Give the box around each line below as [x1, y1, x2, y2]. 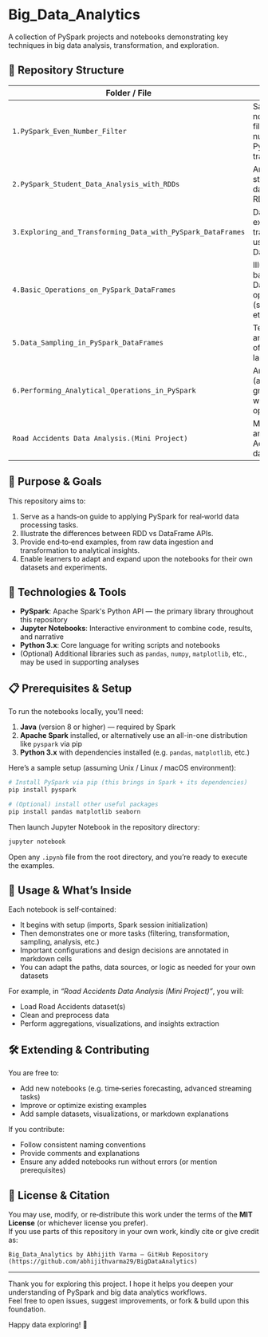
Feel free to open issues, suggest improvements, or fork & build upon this [8, 1296, 250, 1305]
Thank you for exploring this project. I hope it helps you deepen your [8, 1279, 234, 1288]
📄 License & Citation [8, 1189, 110, 1202]
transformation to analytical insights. [19, 545, 140, 555]
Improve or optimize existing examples [19, 1101, 148, 1110]
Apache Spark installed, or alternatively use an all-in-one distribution [19, 731, 248, 740]
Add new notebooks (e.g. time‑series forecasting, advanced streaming [19, 1083, 253, 1094]
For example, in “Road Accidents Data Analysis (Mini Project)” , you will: [8, 987, 244, 996]
